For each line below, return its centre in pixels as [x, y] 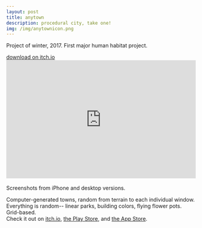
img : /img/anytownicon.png [40, 28]
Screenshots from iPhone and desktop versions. [66, 188]
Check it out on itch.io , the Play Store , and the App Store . [77, 219]
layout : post [23, 12]
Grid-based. [21, 212]
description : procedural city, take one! [59, 23]
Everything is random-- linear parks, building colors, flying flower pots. [94, 206]
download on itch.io [31, 57]
